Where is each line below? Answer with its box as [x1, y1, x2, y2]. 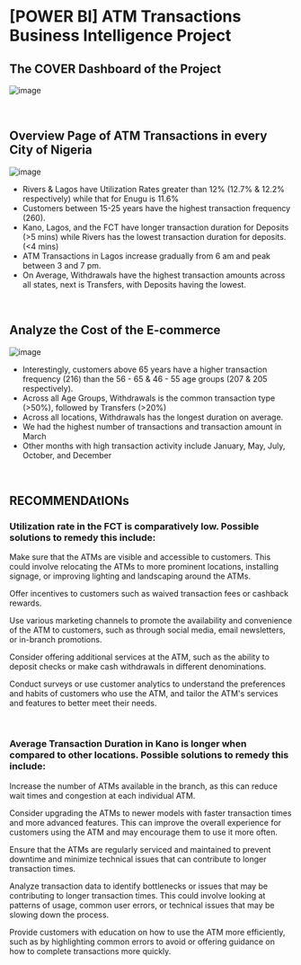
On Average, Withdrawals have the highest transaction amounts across [22, 270, 286, 280]
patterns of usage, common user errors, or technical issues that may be [9, 899, 275, 910]
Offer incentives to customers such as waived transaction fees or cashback [9, 589, 289, 599]
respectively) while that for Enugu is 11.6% [22, 193, 180, 204]
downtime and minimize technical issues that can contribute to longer [9, 854, 267, 864]
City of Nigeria [9, 142, 93, 158]
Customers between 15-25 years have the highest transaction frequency [22, 202, 291, 213]
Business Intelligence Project [9, 25, 232, 46]
